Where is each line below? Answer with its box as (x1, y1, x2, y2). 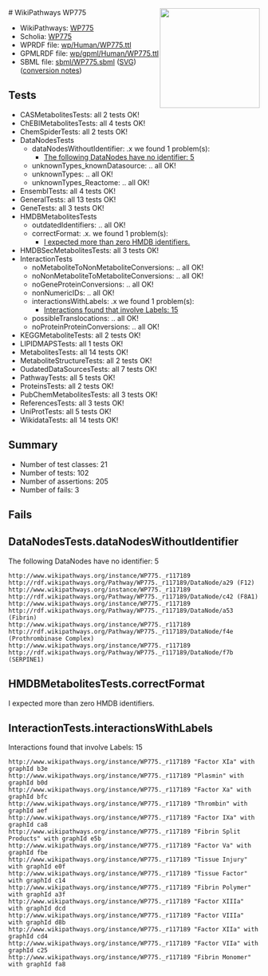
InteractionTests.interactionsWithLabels (8, 721, 214, 735)
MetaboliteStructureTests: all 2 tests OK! (19, 355, 152, 366)
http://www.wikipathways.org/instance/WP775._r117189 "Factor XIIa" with (8, 926, 259, 934)
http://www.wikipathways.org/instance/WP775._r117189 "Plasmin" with (8, 772, 245, 780)
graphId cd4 (8, 933, 48, 941)
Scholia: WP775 (19, 32, 73, 41)
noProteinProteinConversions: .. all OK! (31, 322, 160, 331)
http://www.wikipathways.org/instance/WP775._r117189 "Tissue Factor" (8, 870, 248, 878)
